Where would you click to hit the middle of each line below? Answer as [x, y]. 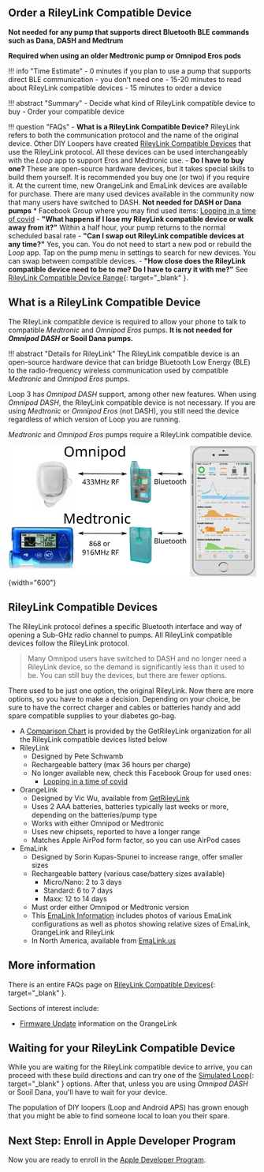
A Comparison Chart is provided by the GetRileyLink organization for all [135, 731]
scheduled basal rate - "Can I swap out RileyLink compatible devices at [126, 235]
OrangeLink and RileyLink [73, 932]
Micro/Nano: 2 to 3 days [82, 882]
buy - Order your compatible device [66, 111]
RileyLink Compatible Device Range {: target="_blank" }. [99, 277]
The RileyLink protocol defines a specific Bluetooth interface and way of [125, 626]
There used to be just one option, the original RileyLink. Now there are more [131, 691]
